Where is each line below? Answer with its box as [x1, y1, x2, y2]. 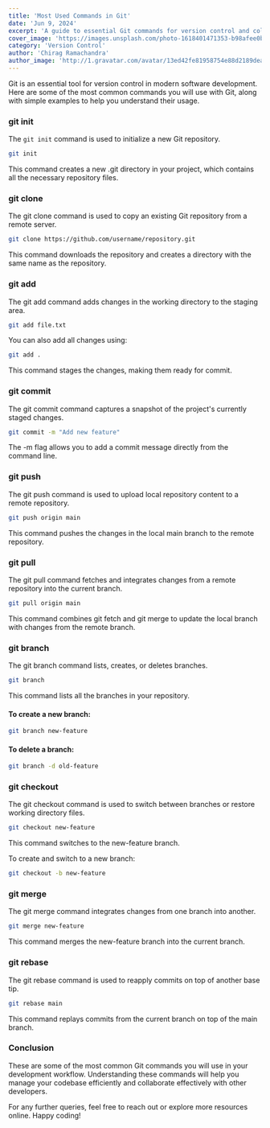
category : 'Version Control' [8, 42, 106, 50]
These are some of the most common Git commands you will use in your [8, 1060, 248, 1070]
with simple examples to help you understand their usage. [8, 96, 200, 105]
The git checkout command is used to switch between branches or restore [8, 800, 256, 809]
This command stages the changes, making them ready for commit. [8, 365, 233, 375]
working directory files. [8, 808, 85, 817]
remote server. [8, 220, 57, 229]
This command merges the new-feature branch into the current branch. [8, 937, 245, 946]
